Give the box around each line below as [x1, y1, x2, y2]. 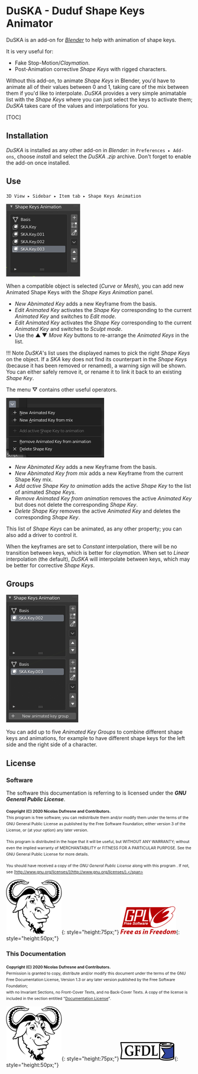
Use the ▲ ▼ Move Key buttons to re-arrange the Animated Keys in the [14, 332, 189, 339]
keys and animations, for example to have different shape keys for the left [6, 735, 185, 742]
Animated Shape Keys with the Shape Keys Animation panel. [6, 288, 154, 295]
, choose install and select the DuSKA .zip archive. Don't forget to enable [14, 153, 191, 160]
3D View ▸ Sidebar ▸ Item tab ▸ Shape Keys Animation [6, 193, 142, 199]
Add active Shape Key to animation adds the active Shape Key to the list [14, 482, 191, 489]
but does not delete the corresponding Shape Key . [14, 501, 138, 508]
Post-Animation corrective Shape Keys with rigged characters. [14, 65, 167, 72]
